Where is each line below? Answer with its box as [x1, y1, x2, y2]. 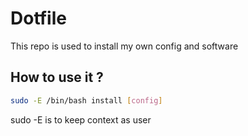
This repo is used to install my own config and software [10, 40, 239, 52]
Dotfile [10, 7, 67, 30]
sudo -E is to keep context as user [10, 113, 152, 126]
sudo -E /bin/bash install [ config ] [10, 95, 163, 106]
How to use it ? [10, 69, 104, 86]
